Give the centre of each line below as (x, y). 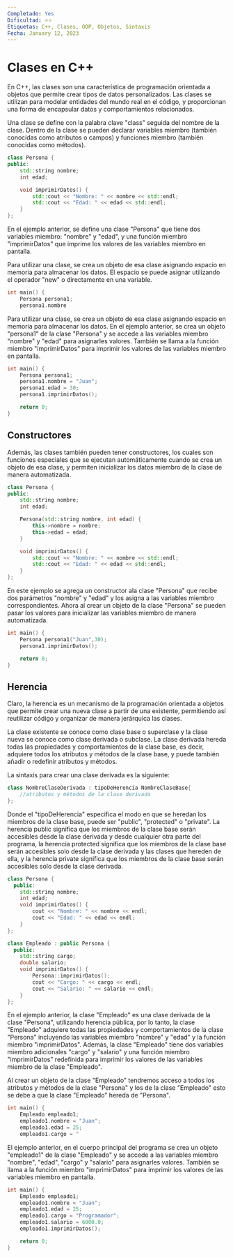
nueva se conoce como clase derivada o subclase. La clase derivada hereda (117, 740)
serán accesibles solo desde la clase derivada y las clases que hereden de (114, 851)
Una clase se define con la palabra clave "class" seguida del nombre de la (113, 123)
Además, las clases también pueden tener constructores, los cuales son (110, 452)
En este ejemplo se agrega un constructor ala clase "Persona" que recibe (112, 591)
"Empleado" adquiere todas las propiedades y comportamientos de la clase (115, 1030)
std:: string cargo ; (48, 957)
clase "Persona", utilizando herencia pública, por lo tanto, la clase (101, 1022)
